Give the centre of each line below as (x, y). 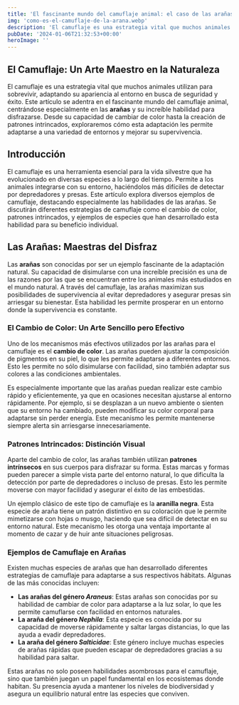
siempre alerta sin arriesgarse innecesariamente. (79, 426)
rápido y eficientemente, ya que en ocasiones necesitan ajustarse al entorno (119, 395)
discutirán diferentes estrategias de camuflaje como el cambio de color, (112, 209)
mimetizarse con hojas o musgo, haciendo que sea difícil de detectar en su (117, 519)
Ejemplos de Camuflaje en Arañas (67, 552)
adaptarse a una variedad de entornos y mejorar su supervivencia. (105, 132)
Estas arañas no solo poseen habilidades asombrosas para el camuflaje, (113, 671)
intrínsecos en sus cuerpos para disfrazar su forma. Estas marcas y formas (118, 467)
